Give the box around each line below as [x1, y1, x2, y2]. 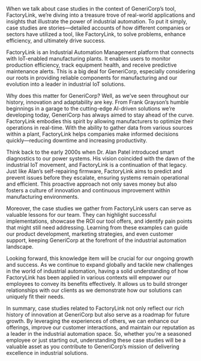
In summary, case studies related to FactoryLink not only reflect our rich [6, 305, 185, 312]
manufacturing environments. [6, 193, 79, 200]
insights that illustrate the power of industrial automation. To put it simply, [6, 18, 188, 25]
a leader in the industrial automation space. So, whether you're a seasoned [6, 330, 192, 337]
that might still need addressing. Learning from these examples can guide [6, 224, 188, 231]
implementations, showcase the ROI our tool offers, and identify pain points [6, 217, 193, 225]
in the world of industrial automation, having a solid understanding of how [6, 267, 188, 275]
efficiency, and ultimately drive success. [6, 37, 106, 44]
